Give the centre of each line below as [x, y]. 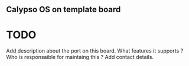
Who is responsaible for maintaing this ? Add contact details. [80, 57]
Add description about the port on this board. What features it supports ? [95, 51]
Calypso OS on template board [63, 10]
